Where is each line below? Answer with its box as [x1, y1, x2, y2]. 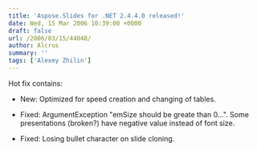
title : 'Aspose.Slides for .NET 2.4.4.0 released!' [8, 11, 185, 20]
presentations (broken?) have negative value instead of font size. [19, 118, 235, 128]
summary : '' [8, 49, 48, 57]
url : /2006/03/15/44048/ [8, 34, 92, 43]
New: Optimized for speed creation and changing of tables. [19, 94, 217, 104]
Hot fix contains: [8, 78, 63, 88]
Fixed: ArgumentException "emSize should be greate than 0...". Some [19, 109, 249, 119]
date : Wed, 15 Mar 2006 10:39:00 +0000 [8, 19, 142, 27]
